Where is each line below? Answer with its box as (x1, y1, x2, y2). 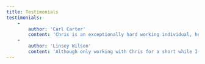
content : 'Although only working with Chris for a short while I (28, 49, 198, 55)
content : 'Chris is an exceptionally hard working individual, (28, 32, 192, 38)
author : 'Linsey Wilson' (28, 43, 92, 49)
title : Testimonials (6, 9, 59, 15)
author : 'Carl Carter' (28, 26, 86, 32)
